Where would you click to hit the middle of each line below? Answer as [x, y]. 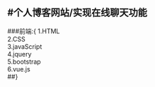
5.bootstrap [24, 62]
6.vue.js [19, 69]
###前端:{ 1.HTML [34, 31]
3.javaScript [25, 46]
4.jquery [19, 54]
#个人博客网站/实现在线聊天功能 [77, 13]
